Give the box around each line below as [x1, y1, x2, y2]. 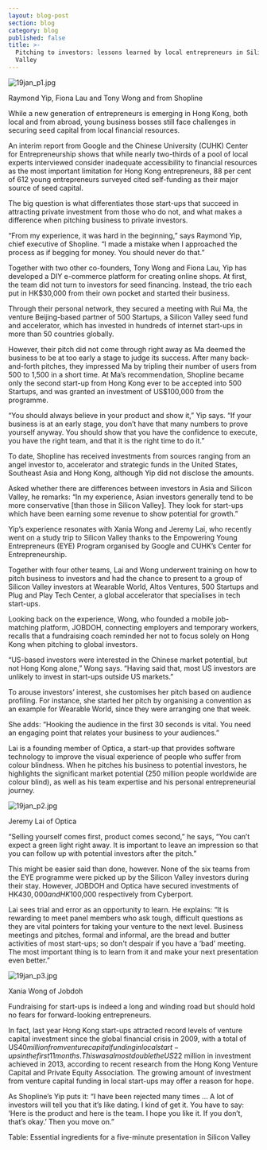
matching [8, 622, 40, 632]
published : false [8, 33, 66, 42]
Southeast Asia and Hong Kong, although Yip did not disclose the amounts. [8, 468, 254, 478]
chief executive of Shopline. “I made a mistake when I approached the [8, 239, 238, 249]
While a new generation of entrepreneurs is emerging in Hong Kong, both [8, 108, 249, 118]
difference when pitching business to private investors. [8, 215, 188, 225]
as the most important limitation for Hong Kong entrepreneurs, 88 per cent [8, 166, 252, 176]
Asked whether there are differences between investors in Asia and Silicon [8, 483, 253, 493]
